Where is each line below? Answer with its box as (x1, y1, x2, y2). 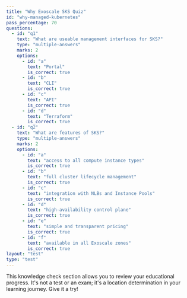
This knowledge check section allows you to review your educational (6, 273, 175, 280)
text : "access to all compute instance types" (27, 158, 145, 164)
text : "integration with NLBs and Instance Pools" (27, 190, 156, 196)
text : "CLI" (27, 81, 58, 86)
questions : (6, 25, 33, 31)
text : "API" (27, 97, 58, 102)
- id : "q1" (11, 31, 39, 37)
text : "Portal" (27, 63, 65, 70)
